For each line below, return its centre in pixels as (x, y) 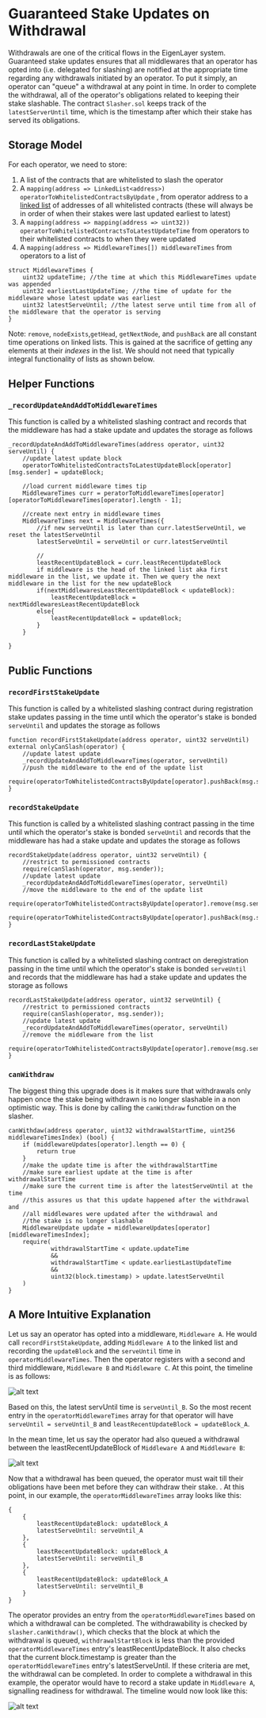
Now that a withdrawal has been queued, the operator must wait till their (126, 1478)
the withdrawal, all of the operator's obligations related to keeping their (124, 95)
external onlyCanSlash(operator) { (67, 747)
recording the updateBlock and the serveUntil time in (95, 1350)
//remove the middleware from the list (88, 1035)
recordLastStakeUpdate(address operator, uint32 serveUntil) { (115, 1000)
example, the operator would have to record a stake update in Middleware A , (132, 1682)
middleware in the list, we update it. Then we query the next (115, 577)
